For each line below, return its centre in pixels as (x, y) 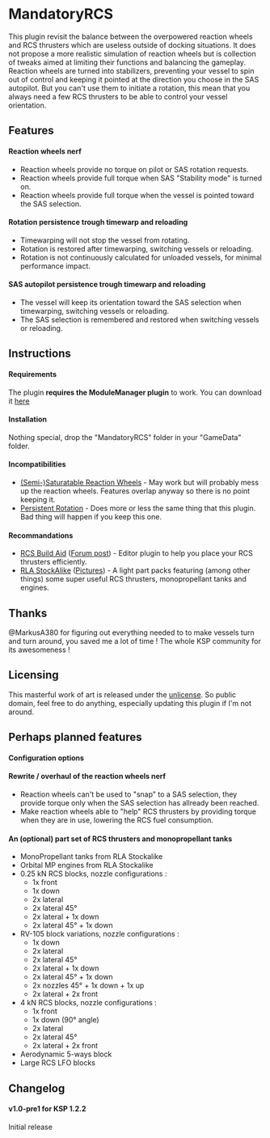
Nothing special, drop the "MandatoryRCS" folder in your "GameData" (125, 437)
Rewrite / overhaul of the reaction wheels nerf (87, 776)
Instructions (40, 354)
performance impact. (55, 266)
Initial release (30, 1127)
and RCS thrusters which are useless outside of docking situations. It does (132, 44)
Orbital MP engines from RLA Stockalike (86, 865)
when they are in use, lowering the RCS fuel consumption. (117, 820)
